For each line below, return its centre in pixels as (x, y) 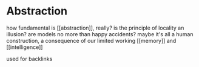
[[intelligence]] (25, 47)
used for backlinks (29, 59)
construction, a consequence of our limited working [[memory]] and (91, 40)
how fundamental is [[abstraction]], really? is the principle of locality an (95, 28)
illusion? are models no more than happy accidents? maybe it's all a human (100, 34)
